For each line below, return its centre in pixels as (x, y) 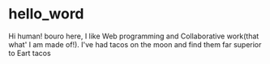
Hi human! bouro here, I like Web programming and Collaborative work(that (134, 36)
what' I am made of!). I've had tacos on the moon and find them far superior (135, 44)
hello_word (46, 14)
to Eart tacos (30, 53)
